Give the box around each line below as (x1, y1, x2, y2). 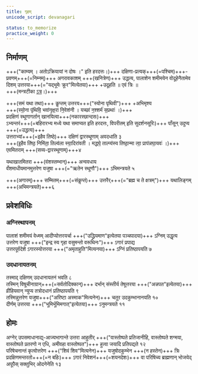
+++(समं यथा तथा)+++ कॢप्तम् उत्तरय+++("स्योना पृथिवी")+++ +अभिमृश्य (6, 100, 152, 107)
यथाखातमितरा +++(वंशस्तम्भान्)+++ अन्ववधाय (6, 158, 97, 166)
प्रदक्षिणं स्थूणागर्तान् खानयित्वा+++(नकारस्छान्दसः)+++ (6, 113, 109, 120)
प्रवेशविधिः (6, 201, 33, 211)
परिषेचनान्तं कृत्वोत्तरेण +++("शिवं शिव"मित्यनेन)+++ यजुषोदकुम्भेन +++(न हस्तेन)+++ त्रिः (6, 347, 180, 354)
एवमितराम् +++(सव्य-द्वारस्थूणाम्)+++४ (6, 146, 82, 154)
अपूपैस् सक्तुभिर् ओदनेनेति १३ (6, 360, 61, 367)
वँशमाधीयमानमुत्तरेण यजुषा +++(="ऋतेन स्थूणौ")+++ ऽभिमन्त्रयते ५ (6, 165, 135, 172)
